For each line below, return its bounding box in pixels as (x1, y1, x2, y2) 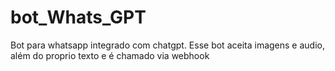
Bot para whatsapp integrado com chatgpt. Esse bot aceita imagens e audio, (10, 39, 325, 51)
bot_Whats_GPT (10, 6, 147, 29)
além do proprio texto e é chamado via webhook (10, 49, 210, 61)
